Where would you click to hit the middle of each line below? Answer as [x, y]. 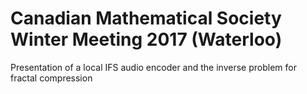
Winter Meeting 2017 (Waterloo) [146, 39]
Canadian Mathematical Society [146, 18]
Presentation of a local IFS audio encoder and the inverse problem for [153, 67]
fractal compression [51, 78]
